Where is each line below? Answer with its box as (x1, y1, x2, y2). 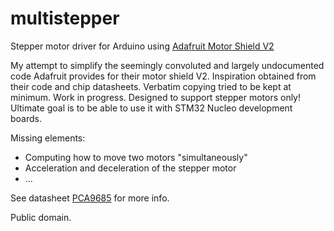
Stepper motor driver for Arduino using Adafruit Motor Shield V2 (10, 40, 275, 52)
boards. (10, 112, 42, 124)
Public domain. (10, 211, 72, 223)
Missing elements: (10, 132, 86, 144)
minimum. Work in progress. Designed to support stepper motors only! (10, 91, 302, 103)
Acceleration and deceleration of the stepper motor (24, 162, 237, 174)
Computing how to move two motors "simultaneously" (24, 151, 248, 163)
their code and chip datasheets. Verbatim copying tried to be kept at (10, 80, 292, 92)
